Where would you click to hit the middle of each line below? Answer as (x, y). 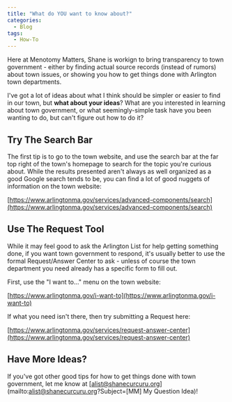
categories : (24, 20)
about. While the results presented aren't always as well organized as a (109, 171)
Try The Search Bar (50, 139)
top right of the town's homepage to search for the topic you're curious (109, 164)
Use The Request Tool (56, 229)
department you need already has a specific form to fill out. (92, 268)
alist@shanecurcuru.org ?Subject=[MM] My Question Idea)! (114, 391)
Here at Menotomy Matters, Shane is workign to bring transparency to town (116, 59)
